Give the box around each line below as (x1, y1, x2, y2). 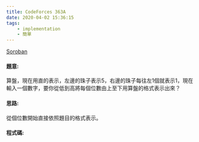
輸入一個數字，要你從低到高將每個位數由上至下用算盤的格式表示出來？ (6, 85, 181, 92)
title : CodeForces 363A (6, 8, 66, 15)
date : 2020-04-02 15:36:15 (6, 15, 74, 21)
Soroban (6, 48, 28, 55)
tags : (6, 20, 20, 26)
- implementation (17, 25, 61, 32)
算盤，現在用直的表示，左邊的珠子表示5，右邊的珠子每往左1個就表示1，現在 (6, 77, 194, 85)
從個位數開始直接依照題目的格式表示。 (6, 114, 101, 121)
